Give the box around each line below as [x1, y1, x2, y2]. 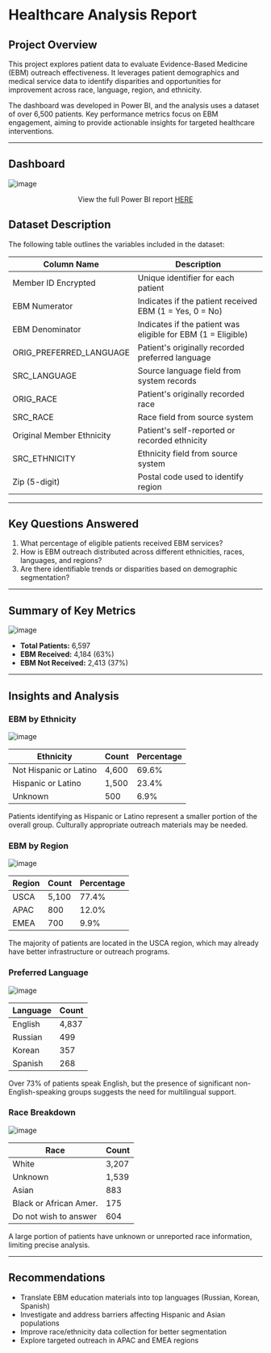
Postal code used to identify [137, 471, 244, 482]
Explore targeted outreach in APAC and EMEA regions [19, 1335, 199, 1345]
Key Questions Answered [8, 517, 140, 531]
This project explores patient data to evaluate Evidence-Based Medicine [8, 59, 248, 69]
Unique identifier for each [137, 272, 236, 284]
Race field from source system [137, 411, 254, 422]
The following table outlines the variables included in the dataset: [8, 239, 225, 249]
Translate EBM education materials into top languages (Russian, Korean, [19, 1292, 261, 1302]
